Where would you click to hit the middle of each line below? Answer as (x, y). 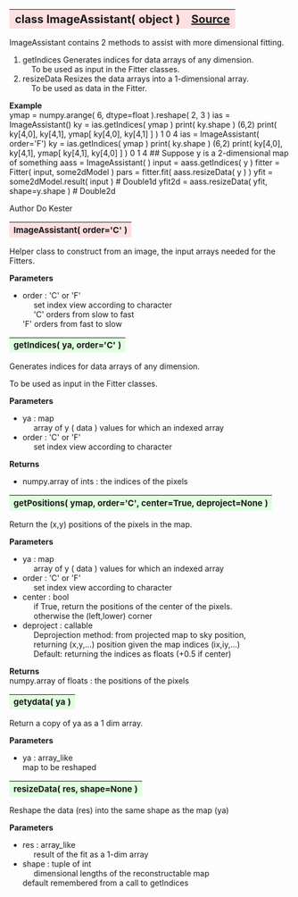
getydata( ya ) (42, 702)
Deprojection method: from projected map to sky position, (140, 634)
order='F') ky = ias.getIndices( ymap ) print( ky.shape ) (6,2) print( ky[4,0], (146, 143)
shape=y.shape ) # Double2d (62, 191)
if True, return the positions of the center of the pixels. (133, 606)
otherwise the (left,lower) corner (93, 616)
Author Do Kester (41, 208)
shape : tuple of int (57, 863)
